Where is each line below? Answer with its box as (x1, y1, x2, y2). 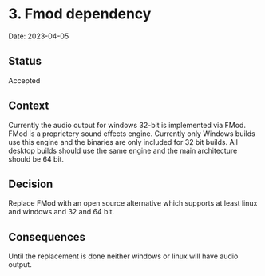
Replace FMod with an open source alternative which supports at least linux (8, 198, 258, 208)
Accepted (8, 75, 41, 85)
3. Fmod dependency (8, 5, 152, 23)
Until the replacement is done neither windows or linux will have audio (8, 251, 239, 261)
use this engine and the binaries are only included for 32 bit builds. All (8, 137, 238, 146)
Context (8, 99, 49, 113)
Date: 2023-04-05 (8, 31, 69, 41)
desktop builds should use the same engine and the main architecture (8, 146, 238, 155)
